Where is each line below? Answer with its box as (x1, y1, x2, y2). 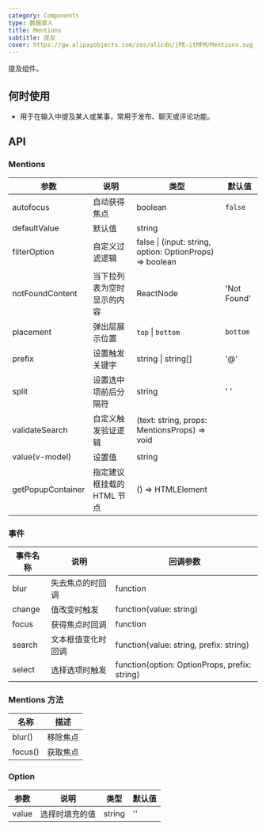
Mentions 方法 (8, 694, 64, 705)
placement (12, 326, 52, 337)
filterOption (12, 246, 55, 257)
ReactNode (136, 287, 178, 299)
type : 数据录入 (8, 19, 54, 27)
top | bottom (136, 326, 180, 337)
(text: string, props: (136, 414, 207, 425)
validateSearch (12, 425, 68, 436)
